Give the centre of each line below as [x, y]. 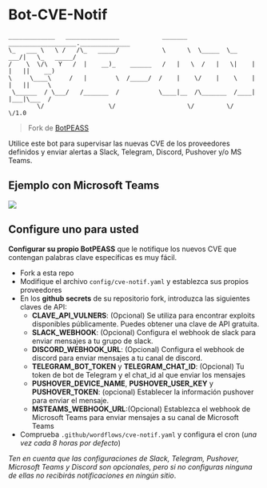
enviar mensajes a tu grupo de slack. [92, 341]
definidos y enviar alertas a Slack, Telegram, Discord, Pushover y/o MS [125, 152]
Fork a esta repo [47, 273]
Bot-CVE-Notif [58, 15]
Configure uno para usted [74, 230]
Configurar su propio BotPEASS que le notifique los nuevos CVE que [123, 249]
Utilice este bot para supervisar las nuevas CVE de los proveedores [119, 143]
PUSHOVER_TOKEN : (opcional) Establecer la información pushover [143, 392]
